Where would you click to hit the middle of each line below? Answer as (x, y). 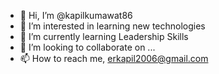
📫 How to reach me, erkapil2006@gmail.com (114, 58)
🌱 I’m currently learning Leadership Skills (104, 36)
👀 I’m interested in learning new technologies (112, 26)
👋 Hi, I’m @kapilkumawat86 (76, 15)
